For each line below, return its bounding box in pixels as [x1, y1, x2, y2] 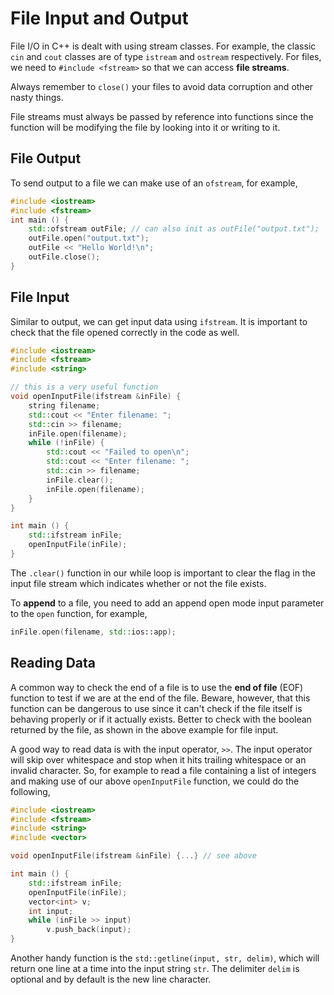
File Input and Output [10, 7, 189, 30]
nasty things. [10, 91, 64, 103]
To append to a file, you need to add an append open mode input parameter [10, 597, 325, 609]
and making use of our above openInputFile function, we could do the [10, 775, 300, 787]
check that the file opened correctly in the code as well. [10, 326, 240, 338]
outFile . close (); [28, 252, 101, 262]
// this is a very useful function [10, 382, 159, 392]
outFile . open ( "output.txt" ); [28, 233, 150, 244]
